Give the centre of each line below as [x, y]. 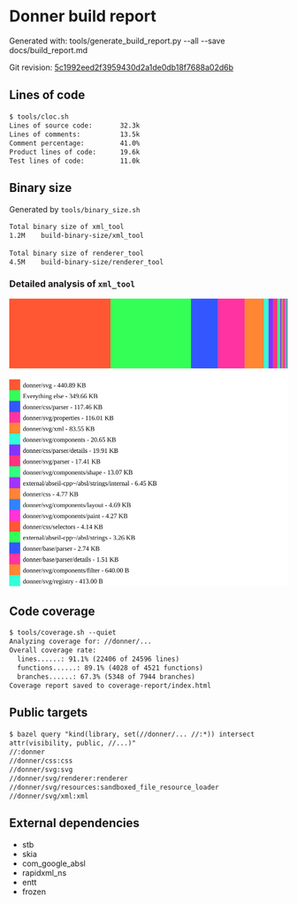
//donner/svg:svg [41, 770]
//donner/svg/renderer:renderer [69, 778]
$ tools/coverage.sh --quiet [63, 632]
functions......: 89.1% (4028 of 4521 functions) [110, 668]
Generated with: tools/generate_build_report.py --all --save [117, 41]
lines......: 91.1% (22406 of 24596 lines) [98, 659]
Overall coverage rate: [53, 650]
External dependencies [74, 823]
